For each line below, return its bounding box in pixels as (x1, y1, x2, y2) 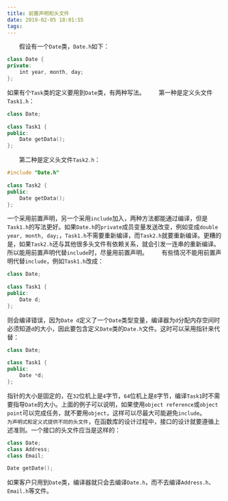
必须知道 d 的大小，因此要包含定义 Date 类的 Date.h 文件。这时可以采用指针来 (7, 324, 214, 333)
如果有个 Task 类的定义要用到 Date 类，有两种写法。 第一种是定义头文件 (7, 88, 213, 97)
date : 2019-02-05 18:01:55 (7, 16, 84, 23)
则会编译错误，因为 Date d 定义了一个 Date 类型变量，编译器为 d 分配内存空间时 (7, 316, 220, 324)
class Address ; (7, 446, 51, 452)
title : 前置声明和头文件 (7, 10, 70, 17)
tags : (7, 23, 23, 29)
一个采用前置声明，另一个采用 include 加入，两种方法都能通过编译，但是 (7, 214, 208, 222)
